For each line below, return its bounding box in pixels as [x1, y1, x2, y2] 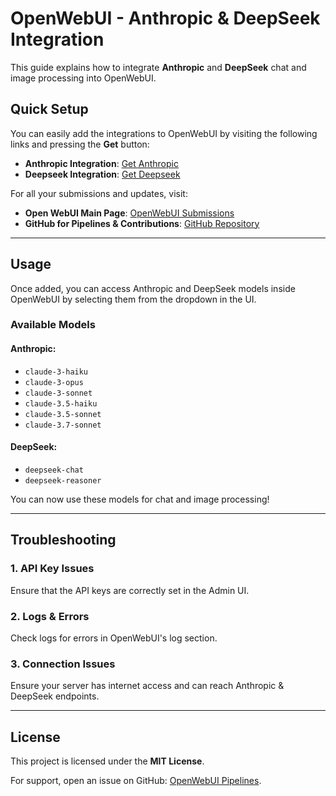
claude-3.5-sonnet [24, 409, 102, 419]
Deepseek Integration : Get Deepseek [24, 168, 181, 180]
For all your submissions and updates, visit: [10, 187, 188, 199]
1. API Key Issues [10, 562, 95, 576]
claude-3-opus [24, 377, 84, 387]
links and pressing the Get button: [10, 138, 150, 150]
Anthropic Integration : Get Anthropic [24, 157, 179, 169]
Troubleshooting [10, 532, 117, 549]
